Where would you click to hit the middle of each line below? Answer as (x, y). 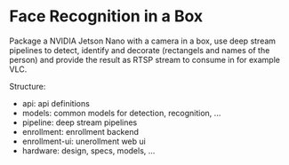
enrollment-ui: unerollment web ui (84, 141)
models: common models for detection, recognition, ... (121, 113)
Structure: (28, 86)
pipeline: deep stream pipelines (80, 122)
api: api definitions (56, 103)
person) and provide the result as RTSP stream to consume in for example (144, 59)
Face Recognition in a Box (106, 16)
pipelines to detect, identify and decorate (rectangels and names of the (140, 50)
